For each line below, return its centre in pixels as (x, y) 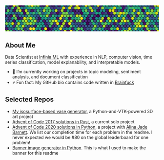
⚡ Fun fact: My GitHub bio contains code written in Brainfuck (73, 82)
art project (22, 116)
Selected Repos (29, 100)
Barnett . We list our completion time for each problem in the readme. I (82, 132)
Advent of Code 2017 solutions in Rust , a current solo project (73, 122)
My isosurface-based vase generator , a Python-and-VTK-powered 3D (82, 111)
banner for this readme (35, 153)
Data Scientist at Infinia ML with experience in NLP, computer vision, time (79, 57)
